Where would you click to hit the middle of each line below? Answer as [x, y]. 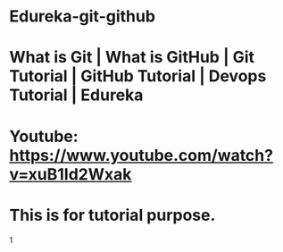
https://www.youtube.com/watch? [141, 155]
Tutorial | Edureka [76, 95]
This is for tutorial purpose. [112, 215]
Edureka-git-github [83, 17]
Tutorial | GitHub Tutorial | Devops [138, 76]
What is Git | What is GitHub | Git [132, 58]
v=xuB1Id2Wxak [71, 174]
